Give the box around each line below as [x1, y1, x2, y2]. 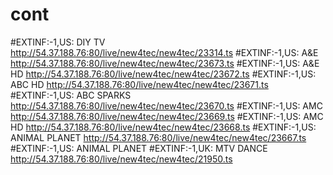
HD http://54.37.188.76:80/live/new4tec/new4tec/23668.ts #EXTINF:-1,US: [10, 121, 317, 133]
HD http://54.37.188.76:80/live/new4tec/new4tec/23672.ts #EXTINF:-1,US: [10, 68, 317, 80]
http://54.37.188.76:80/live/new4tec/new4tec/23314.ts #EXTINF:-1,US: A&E [10, 46, 319, 58]
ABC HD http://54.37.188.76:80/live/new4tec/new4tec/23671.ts [10, 78, 269, 90]
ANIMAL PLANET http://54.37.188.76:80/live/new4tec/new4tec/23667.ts [10, 131, 307, 143]
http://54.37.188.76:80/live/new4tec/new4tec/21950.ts [10, 153, 233, 165]
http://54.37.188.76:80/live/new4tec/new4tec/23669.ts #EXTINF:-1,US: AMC [10, 110, 324, 122]
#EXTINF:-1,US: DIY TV [10, 36, 106, 48]
